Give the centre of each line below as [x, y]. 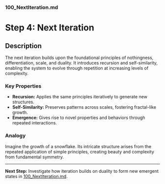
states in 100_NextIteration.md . [36, 176]
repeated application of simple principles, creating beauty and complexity [80, 152]
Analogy [15, 136]
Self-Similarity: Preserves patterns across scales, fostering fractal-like [84, 107]
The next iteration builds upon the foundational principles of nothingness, [79, 58]
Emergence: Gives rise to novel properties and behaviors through [79, 118]
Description [23, 46]
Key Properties [23, 86]
